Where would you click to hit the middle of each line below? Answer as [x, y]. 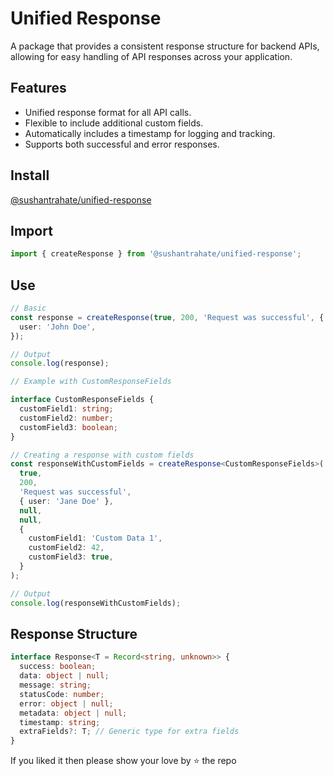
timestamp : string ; [60, 722]
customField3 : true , [71, 557]
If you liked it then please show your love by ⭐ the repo [123, 761]
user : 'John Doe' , [58, 327]
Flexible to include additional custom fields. [114, 123]
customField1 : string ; [66, 409]
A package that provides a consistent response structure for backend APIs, [165, 46]
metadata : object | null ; [73, 713]
